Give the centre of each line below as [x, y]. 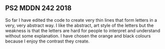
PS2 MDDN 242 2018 [38, 8]
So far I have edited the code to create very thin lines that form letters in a [81, 20]
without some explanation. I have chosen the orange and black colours [78, 36]
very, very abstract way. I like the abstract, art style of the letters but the [79, 25]
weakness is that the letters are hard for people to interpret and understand [83, 30]
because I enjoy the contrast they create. [47, 41]
